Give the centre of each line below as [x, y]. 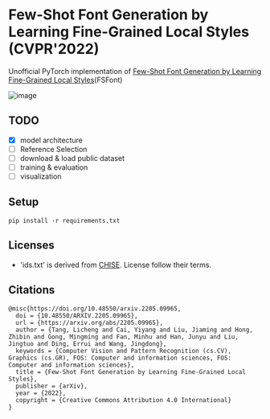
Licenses [31, 246]
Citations [32, 290]
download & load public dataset [72, 158]
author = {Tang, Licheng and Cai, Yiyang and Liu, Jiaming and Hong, [134, 330]
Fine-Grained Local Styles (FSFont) [65, 80]
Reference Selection [53, 149]
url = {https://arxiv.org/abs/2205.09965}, [89, 322]
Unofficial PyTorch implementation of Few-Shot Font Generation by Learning [135, 71]
